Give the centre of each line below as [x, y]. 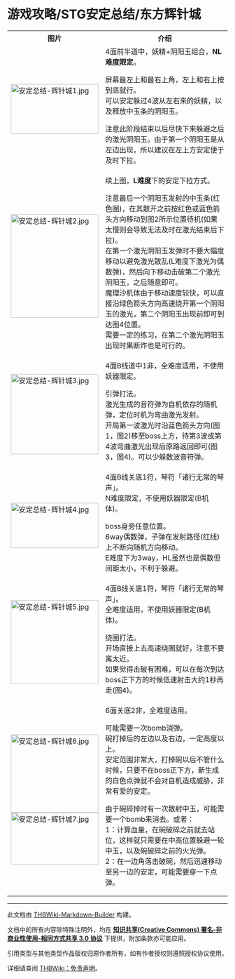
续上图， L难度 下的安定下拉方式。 [160, 180]
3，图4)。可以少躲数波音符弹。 [157, 457]
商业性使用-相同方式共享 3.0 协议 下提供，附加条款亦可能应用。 [99, 938]
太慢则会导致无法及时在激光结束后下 [165, 229]
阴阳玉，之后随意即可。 [144, 282]
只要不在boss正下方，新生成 [173, 770]
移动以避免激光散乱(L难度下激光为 [161, 261]
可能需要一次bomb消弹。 [146, 728]
